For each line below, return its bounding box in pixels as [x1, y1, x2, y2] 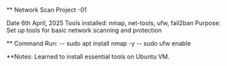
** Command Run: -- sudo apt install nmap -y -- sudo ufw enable [6, 39, 191, 47]
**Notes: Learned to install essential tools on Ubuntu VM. [6, 52, 170, 61]
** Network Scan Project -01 [6, 6, 87, 14]
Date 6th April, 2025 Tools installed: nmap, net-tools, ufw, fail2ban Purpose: [6, 19, 221, 27]
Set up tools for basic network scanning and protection [6, 27, 162, 34]
